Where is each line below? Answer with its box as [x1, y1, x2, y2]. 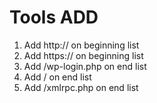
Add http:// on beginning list [23, 39, 140, 51]
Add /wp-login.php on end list [23, 60, 147, 72]
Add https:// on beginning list [23, 49, 144, 61]
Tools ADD [9, 6, 99, 29]
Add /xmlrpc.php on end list [23, 81, 139, 93]
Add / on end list [23, 71, 92, 83]
